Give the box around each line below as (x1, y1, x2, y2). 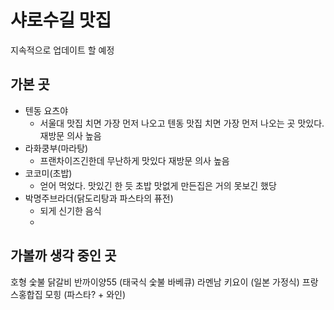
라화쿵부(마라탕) (24, 142, 89, 154)
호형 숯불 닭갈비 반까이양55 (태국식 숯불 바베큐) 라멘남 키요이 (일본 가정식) (10, 276, 300, 288)
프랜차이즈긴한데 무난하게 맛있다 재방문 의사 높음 (39, 154, 230, 166)
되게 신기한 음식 (39, 204, 102, 216)
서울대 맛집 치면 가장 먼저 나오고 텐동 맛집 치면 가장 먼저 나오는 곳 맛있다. (39, 117, 325, 129)
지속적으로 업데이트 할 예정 (10, 44, 115, 56)
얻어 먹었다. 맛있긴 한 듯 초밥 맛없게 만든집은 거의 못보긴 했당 (39, 179, 277, 191)
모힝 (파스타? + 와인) (44, 288, 127, 300)
